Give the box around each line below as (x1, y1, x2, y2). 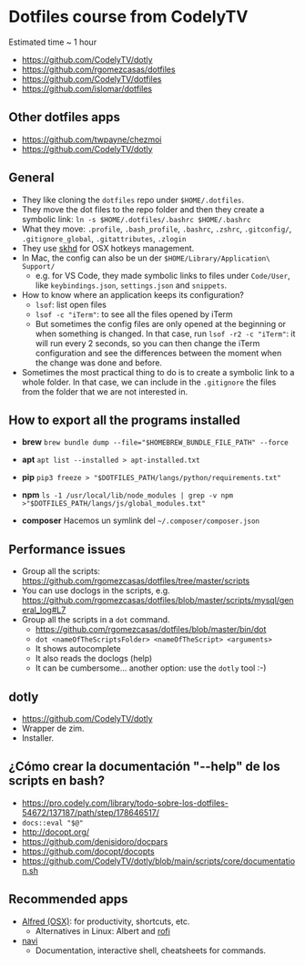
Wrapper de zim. (21, 723, 85, 734)
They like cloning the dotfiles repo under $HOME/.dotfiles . (21, 194, 245, 205)
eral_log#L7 (21, 604, 66, 616)
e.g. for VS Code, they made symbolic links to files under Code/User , (35, 270, 290, 281)
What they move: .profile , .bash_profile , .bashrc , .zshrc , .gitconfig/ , (21, 223, 292, 234)
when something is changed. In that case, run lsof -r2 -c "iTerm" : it (35, 328, 296, 339)
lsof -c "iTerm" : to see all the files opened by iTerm (35, 308, 233, 320)
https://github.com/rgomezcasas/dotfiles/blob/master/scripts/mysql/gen (21, 595, 294, 606)
